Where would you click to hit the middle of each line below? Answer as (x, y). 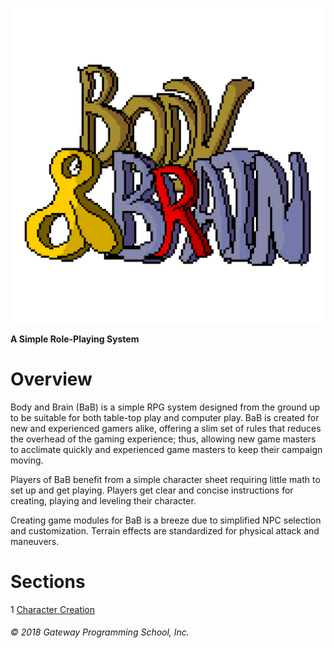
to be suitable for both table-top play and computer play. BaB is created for (165, 417)
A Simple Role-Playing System (75, 339)
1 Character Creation (53, 609)
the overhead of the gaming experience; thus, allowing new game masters (163, 439)
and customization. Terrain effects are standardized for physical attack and (165, 530)
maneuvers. (35, 541)
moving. (27, 460)
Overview (51, 379)
